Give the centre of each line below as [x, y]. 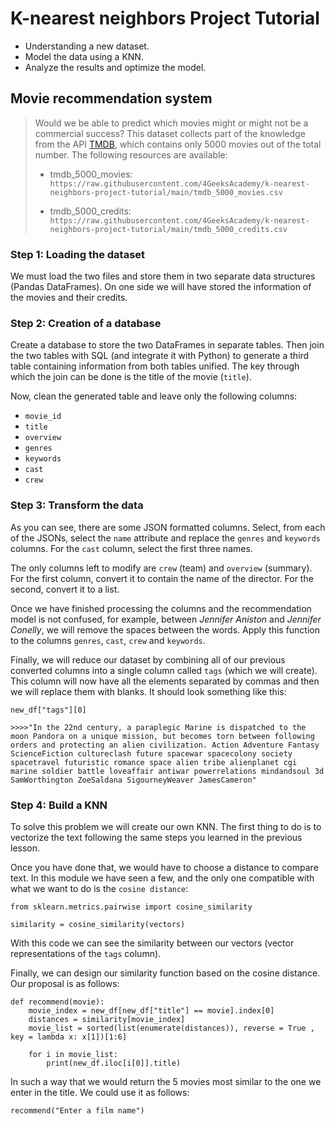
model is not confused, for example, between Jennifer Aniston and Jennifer [166, 619]
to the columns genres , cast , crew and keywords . [108, 640]
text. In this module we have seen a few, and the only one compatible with [162, 878]
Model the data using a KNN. [84, 56]
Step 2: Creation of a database [86, 323]
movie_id [43, 417]
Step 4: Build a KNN [59, 805]
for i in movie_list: [73, 1054]
